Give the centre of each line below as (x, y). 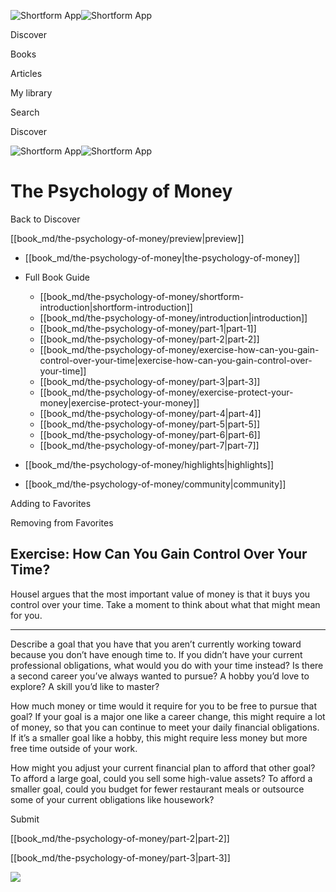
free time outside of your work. (74, 748)
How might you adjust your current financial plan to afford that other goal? (163, 767)
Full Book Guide (57, 277)
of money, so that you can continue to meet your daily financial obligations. (165, 727)
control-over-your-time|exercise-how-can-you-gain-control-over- (176, 360)
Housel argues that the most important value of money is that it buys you (160, 594)
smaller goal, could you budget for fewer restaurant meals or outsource (157, 789)
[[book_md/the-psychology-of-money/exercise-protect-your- (166, 392)
